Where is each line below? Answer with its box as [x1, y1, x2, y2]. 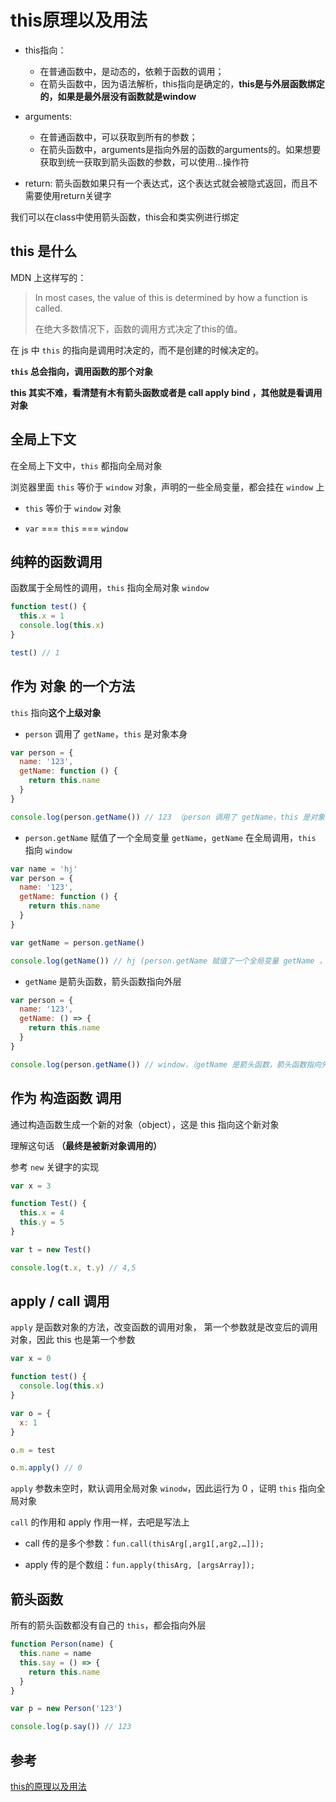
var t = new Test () [10, 1244, 92, 1255]
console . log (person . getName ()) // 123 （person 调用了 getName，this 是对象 [10, 812, 326, 822]
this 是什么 [10, 243, 78, 260]
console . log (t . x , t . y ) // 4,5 [10, 1262, 137, 1273]
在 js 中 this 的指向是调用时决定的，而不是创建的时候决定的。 [10, 344, 265, 356]
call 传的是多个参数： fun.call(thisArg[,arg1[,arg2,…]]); [24, 1537, 265, 1550]
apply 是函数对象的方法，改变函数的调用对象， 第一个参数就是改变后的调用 [10, 1321, 318, 1333]
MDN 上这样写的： [10, 271, 87, 283]
